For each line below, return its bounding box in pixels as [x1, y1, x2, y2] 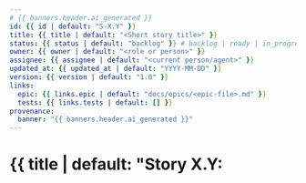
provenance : [9, 107, 55, 116]
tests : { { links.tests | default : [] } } [17, 97, 173, 107]
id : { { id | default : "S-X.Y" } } [9, 22, 137, 31]
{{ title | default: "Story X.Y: [9, 154, 223, 175]
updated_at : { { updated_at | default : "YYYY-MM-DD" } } [9, 65, 222, 74]
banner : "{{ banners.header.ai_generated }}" [17, 115, 194, 124]
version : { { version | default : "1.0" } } [9, 73, 169, 82]
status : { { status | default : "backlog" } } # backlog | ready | [9, 38, 259, 48]
